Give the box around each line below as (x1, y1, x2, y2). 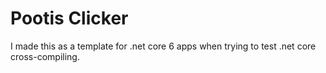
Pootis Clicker (10, 7, 129, 30)
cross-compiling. (10, 50, 80, 62)
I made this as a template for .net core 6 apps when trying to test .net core (10, 40, 317, 52)
